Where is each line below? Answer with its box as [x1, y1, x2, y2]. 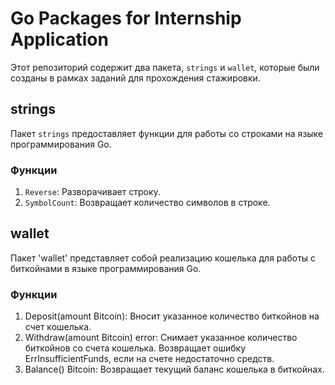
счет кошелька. [24, 321, 92, 333]
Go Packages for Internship [10, 7, 242, 30]
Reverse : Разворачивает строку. [24, 186, 161, 198]
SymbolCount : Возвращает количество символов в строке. [24, 197, 271, 209]
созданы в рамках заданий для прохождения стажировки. [10, 72, 261, 84]
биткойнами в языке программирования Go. [10, 262, 202, 274]
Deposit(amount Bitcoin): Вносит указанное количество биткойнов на [24, 310, 320, 322]
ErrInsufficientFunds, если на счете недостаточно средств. [24, 353, 275, 365]
